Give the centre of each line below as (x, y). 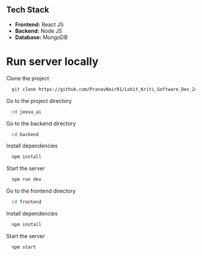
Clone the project (28, 78)
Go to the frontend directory (41, 191)
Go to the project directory (39, 101)
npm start (24, 247)
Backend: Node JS (38, 31)
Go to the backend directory (41, 123)
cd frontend (27, 202)
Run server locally (53, 61)
